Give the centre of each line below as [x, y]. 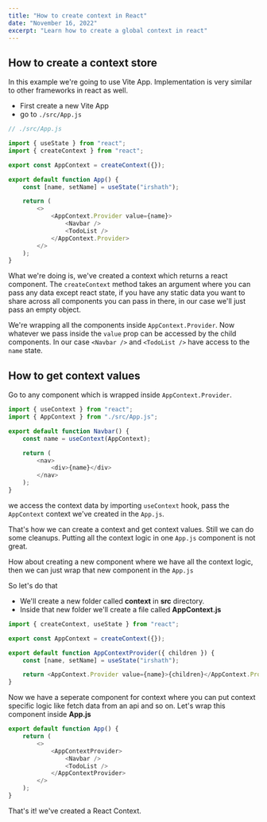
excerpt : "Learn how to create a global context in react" [108, 30]
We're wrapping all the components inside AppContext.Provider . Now [122, 325]
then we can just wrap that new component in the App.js [101, 570]
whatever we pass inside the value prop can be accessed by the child [122, 334]
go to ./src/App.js [50, 114]
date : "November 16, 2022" [53, 23]
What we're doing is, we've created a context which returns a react [118, 276]
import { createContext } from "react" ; [76, 151]
